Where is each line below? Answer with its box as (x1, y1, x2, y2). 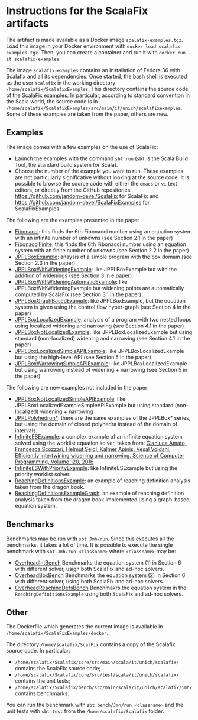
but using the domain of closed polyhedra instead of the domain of (14, 420, 178, 427)
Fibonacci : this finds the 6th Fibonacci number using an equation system (14, 228, 192, 235)
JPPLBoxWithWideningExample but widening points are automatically (14, 284, 184, 291)
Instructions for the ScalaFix (6, 4, 148, 18)
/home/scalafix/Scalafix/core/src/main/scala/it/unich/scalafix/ (14, 660, 179, 666)
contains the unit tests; (14, 677, 71, 685)
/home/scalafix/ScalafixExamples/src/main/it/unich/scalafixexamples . (6, 104, 183, 111)
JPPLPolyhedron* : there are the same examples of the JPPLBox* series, (14, 414, 191, 421)
